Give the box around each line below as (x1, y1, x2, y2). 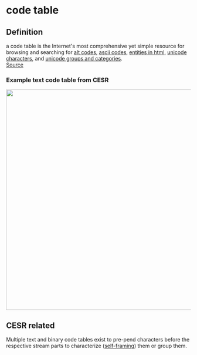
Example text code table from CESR (6, 76, 109, 84)
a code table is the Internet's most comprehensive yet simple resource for (6, 42, 185, 49)
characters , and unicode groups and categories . (6, 55, 123, 62)
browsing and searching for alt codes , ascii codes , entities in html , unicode (6, 49, 187, 56)
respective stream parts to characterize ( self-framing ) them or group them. (6, 342, 188, 350)
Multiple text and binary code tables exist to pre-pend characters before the (6, 336, 190, 343)
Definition (6, 27, 43, 37)
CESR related (6, 320, 55, 330)
